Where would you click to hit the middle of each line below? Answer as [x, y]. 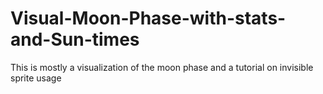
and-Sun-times [75, 39]
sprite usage [36, 78]
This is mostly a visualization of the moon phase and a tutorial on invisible [162, 67]
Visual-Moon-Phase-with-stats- [148, 18]
